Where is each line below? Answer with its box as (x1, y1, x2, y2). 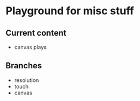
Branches (5, 61, 42, 71)
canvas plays (14, 43, 47, 50)
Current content (5, 28, 67, 38)
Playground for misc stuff (5, 4, 135, 18)
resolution (14, 76, 39, 84)
